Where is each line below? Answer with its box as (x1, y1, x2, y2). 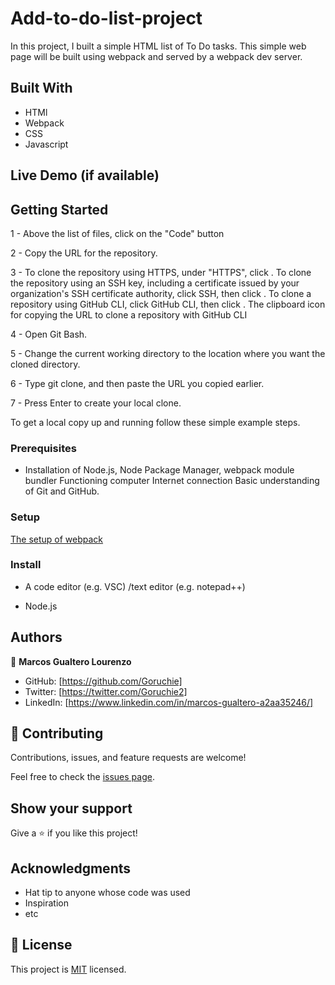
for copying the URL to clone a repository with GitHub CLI (10, 308, 248, 321)
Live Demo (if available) (10, 167, 160, 184)
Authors (10, 629, 63, 646)
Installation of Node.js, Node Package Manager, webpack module (24, 464, 295, 476)
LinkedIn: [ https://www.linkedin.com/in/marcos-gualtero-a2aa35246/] (24, 696, 314, 708)
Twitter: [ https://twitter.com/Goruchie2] (24, 685, 188, 697)
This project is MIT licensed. (10, 963, 127, 975)
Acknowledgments (10, 860, 132, 877)
